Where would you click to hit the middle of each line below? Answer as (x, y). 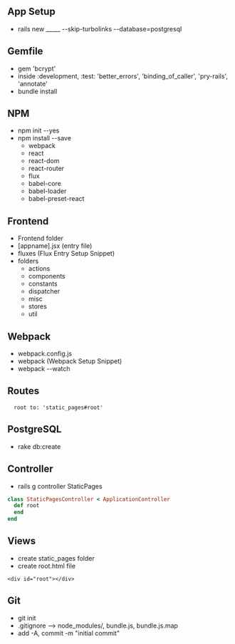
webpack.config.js (45, 354)
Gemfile (25, 52)
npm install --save (44, 138)
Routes (23, 391)
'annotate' (32, 83)
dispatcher (44, 291)
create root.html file (47, 566)
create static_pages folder (56, 558)
